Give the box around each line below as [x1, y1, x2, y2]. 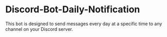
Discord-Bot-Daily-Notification [5, 4, 140, 15]
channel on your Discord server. [5, 26, 73, 32]
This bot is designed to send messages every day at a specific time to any [5, 21, 162, 27]
